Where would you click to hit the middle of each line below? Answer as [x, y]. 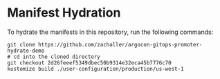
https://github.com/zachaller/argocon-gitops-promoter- [120, 44]
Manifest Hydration [64, 13]
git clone [21, 44]
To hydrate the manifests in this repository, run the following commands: [110, 32]
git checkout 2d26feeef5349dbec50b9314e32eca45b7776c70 [89, 63]
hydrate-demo [26, 51]
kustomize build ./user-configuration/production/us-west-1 [96, 69]
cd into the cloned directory [57, 57]
